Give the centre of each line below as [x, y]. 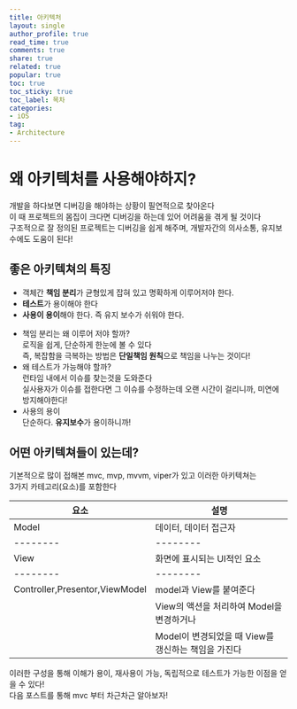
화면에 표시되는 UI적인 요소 [208, 559]
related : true [35, 67]
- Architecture [37, 133]
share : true [31, 58]
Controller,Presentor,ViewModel [80, 589]
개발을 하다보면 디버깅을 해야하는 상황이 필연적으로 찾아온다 [112, 206]
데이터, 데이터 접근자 [195, 528]
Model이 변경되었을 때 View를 [215, 636]
